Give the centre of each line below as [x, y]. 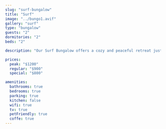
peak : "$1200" [24, 64]
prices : [13, 60]
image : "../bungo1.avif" [31, 19]
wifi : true [21, 105]
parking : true [24, 96]
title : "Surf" [20, 14]
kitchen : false [25, 100]
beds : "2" [15, 42]
